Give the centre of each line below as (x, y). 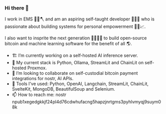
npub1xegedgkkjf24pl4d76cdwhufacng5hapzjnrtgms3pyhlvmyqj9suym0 (86, 102)
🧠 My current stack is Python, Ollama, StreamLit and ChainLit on (78, 63)
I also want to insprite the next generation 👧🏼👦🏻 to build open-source (76, 38)
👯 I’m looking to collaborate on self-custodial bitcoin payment (75, 73)
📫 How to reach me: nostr (39, 95)
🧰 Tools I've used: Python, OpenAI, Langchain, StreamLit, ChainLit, (80, 84)
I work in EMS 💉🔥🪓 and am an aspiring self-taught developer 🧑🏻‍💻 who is (80, 19)
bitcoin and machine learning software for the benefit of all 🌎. (69, 44)
